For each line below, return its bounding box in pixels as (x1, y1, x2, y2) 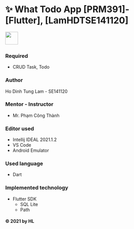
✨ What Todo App (5, 4, 82, 15)
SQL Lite (20, 201, 38, 207)
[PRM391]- (83, 4, 130, 15)
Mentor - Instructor (5, 101, 54, 108)
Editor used (5, 125, 34, 132)
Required (5, 52, 28, 59)
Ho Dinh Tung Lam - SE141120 (5, 88, 68, 94)
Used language (5, 160, 43, 167)
